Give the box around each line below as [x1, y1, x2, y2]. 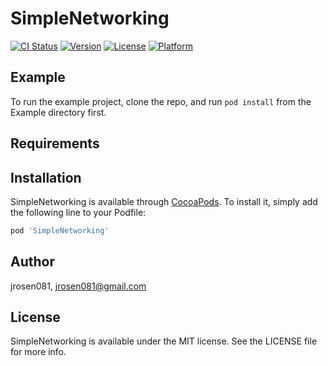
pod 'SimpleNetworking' [10, 225, 110, 236]
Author [10, 253, 55, 271]
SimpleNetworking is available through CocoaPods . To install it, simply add [10, 195, 318, 207]
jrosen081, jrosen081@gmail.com [10, 280, 147, 292]
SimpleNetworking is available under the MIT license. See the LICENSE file [10, 335, 318, 347]
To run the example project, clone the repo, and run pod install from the [10, 95, 312, 107]
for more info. [10, 346, 67, 358]
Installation [10, 169, 82, 186]
